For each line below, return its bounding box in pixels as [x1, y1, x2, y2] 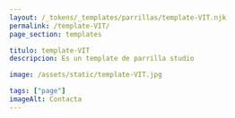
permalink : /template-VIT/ [9, 21, 110, 30]
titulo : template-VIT [9, 46, 91, 55]
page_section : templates [9, 29, 102, 38]
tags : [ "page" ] [9, 87, 66, 96]
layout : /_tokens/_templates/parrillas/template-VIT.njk [9, 13, 227, 22]
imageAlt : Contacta [9, 95, 83, 104]
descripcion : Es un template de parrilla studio [9, 55, 195, 63]
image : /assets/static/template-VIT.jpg [9, 71, 163, 80]
